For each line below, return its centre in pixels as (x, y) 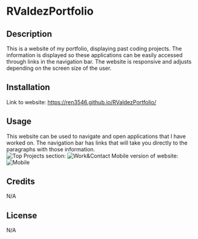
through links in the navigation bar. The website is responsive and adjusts (99, 62)
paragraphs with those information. (51, 149)
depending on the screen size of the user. (59, 68)
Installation (28, 87)
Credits (21, 182)
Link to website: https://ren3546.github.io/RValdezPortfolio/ (81, 102)
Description (29, 34)
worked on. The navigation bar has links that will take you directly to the (97, 143)
